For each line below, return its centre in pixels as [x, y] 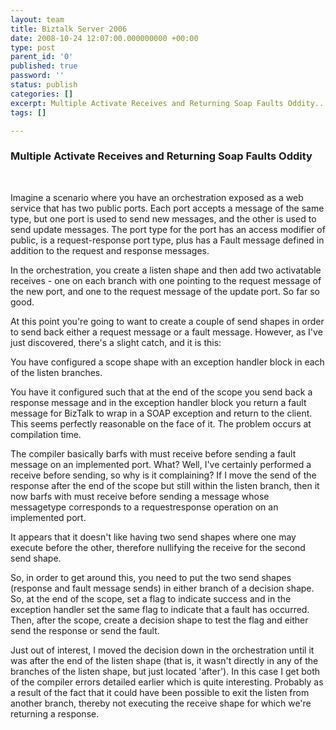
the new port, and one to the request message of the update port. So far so [165, 291]
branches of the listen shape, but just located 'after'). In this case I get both [165, 671]
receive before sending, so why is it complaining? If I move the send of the [163, 475]
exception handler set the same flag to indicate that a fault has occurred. [160, 609]
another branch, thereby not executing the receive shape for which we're [161, 703]
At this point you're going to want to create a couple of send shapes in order [167, 321]
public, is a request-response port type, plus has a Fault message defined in [167, 240]
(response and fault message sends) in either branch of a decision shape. [162, 588]
